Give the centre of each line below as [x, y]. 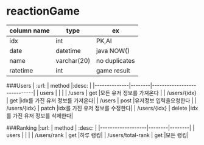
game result [114, 70]
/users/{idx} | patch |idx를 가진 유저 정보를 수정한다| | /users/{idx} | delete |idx [102, 108]
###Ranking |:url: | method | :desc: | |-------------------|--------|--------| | [100, 128]
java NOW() [113, 51]
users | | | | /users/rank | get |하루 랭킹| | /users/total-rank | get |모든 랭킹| [97, 135]
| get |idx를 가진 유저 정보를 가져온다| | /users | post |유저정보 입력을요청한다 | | [102, 100]
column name [30, 30]
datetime [68, 51]
